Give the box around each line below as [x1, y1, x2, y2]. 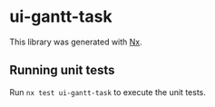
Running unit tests [9, 63, 115, 78]
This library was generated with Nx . [9, 36, 142, 47]
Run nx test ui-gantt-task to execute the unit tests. [9, 86, 206, 97]
